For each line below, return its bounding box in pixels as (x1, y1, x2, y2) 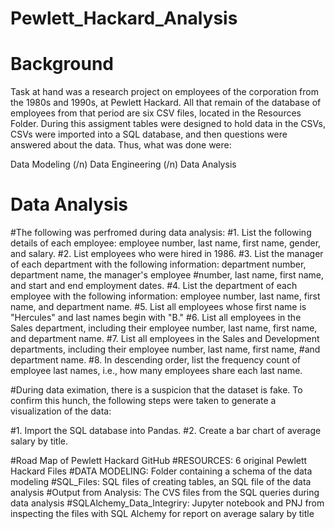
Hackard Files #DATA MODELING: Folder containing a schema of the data (10, 465, 313, 477)
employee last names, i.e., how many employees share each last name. (10, 365, 303, 377)
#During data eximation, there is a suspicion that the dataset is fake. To (10, 384, 303, 396)
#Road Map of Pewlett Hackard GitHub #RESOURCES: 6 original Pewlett (10, 455, 308, 467)
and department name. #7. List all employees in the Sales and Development (10, 333, 320, 345)
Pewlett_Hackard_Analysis (10, 7, 238, 30)
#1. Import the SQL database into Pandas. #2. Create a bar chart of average (10, 425, 322, 437)
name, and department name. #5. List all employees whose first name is (10, 301, 307, 313)
